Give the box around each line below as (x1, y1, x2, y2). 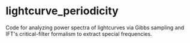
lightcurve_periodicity (5, 4, 119, 18)
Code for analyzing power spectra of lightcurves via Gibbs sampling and (5, 24, 185, 31)
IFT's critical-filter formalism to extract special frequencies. (5, 30, 152, 37)
